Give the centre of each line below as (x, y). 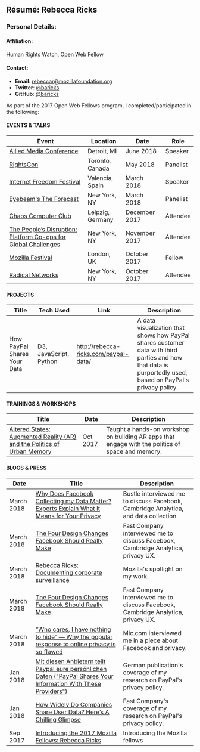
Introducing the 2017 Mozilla (76, 733)
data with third (157, 350)
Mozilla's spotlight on (153, 569)
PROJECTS (20, 295)
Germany (100, 219)
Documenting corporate (69, 572)
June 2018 (141, 151)
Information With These (68, 683)
